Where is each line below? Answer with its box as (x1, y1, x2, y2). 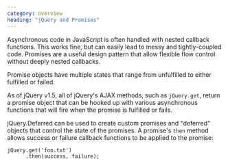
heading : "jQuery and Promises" (7, 16, 100, 23)
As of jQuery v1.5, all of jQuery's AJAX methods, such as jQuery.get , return (7, 91, 220, 99)
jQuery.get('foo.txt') (7, 147, 72, 154)
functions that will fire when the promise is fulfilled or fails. (7, 106, 173, 114)
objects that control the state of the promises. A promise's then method (7, 126, 209, 134)
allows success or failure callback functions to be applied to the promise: (7, 133, 214, 141)
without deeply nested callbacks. (7, 57, 101, 65)
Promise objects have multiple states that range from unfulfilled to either (7, 70, 212, 79)
